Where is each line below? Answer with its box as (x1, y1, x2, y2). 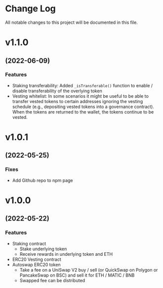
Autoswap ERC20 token (12, 261, 61, 268)
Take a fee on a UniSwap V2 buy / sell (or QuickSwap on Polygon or (19, 267, 158, 273)
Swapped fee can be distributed (19, 277, 85, 283)
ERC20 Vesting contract (12, 256, 61, 262)
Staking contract (12, 240, 46, 246)
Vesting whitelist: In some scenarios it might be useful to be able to (12, 93, 149, 99)
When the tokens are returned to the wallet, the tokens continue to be (12, 109, 154, 115)
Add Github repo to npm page (12, 177, 73, 183)
